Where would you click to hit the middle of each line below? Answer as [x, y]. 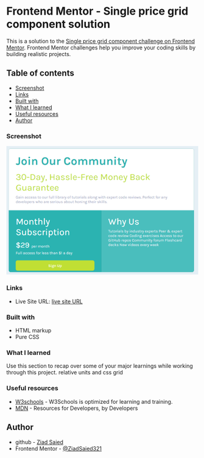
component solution [58, 24]
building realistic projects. [39, 54]
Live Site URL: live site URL [49, 301]
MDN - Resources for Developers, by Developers [76, 408]
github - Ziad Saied [39, 442]
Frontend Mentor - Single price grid [97, 11]
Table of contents [40, 73]
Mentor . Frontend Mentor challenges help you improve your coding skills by [101, 48]
